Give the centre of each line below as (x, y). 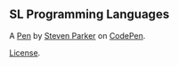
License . (25, 53)
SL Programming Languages (89, 15)
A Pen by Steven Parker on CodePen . (77, 35)
